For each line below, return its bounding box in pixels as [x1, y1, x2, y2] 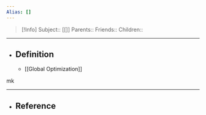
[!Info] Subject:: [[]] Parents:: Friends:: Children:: [21, 26, 143, 33]
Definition [15, 50, 54, 60]
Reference [15, 100, 56, 111]
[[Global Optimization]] [24, 65, 83, 73]
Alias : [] [6, 9, 32, 15]
